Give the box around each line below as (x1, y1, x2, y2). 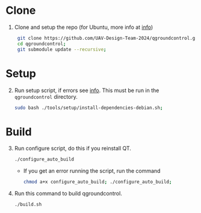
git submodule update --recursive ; (17, 46, 107, 52)
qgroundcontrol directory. (14, 93, 78, 100)
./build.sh (14, 202, 42, 208)
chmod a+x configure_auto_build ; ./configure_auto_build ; (23, 179, 172, 185)
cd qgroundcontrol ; (17, 40, 66, 47)
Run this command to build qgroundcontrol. (14, 190, 123, 197)
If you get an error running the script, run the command (23, 167, 161, 174)
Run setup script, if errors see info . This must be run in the (14, 87, 159, 94)
